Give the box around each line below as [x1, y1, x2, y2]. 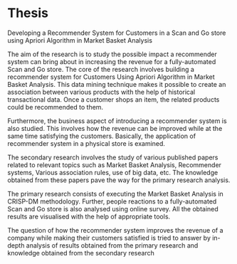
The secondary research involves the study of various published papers [7, 153, 218, 162]
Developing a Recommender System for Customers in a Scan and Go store [7, 28, 226, 37]
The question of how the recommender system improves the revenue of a [7, 226, 223, 234]
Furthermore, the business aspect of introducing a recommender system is [7, 116, 227, 125]
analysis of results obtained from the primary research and [26, 241, 199, 250]
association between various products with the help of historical [7, 88, 196, 96]
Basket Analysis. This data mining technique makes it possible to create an [7, 80, 226, 88]
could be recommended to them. [7, 102, 104, 111]
